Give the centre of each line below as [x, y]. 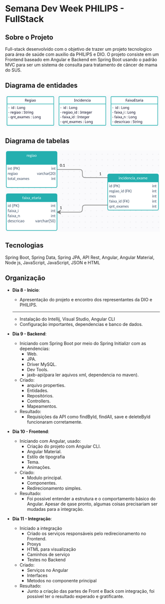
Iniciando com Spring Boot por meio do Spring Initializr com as [83, 343]
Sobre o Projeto [29, 37]
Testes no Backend [46, 560]
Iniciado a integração [41, 528]
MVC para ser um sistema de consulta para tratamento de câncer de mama [81, 65]
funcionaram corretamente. [55, 422]
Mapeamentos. [42, 406]
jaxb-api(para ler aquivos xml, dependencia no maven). [83, 375]
